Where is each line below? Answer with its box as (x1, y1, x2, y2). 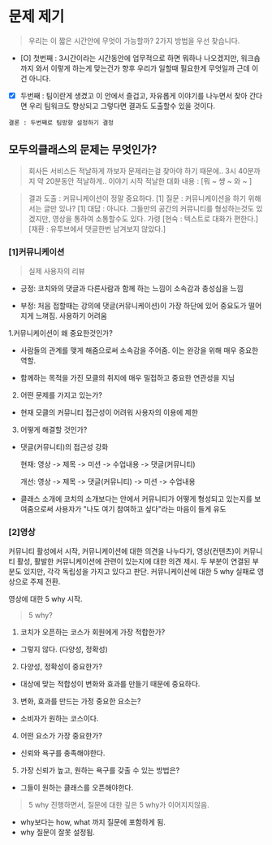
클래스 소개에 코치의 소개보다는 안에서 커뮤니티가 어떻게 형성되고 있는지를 (19, 494, 253, 504)
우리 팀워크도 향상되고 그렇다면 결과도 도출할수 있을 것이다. (28, 101, 216, 111)
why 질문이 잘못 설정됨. (19, 827, 96, 838)
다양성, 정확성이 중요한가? (19, 662, 103, 672)
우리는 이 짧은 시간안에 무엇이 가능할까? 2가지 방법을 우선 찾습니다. (28, 36, 240, 46)
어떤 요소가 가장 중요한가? (19, 731, 103, 741)
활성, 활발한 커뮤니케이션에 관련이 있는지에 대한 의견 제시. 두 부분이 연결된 (16, 556, 251, 566)
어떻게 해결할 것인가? (19, 425, 88, 435)
